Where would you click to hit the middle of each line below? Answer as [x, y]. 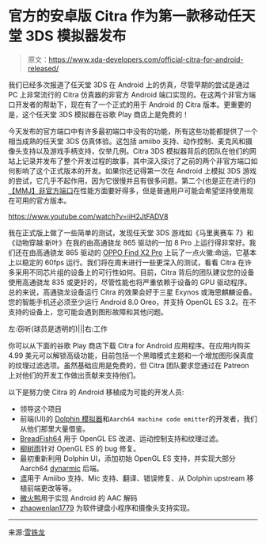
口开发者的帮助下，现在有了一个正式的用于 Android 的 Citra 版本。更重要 [126, 105]
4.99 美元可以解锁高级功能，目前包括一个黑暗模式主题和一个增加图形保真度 [131, 355]
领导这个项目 [40, 409]
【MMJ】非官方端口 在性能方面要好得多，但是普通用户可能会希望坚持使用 [127, 190]
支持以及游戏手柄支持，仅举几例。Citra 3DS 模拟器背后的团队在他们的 [135, 150]
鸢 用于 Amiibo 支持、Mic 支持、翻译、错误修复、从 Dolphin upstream [132, 478]
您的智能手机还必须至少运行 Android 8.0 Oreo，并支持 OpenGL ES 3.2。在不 [133, 302]
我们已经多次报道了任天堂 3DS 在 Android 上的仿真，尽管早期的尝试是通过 [129, 85]
